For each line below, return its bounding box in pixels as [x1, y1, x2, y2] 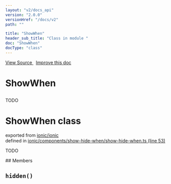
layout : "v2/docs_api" [5, 7, 54, 13]
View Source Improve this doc [5, 59, 72, 66]
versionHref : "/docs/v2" [5, 17, 59, 22]
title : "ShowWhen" [5, 31, 45, 36]
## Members [5, 157, 33, 163]
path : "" [5, 22, 24, 27]
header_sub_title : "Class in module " [5, 36, 88, 41]
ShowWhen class [5, 115, 81, 127]
